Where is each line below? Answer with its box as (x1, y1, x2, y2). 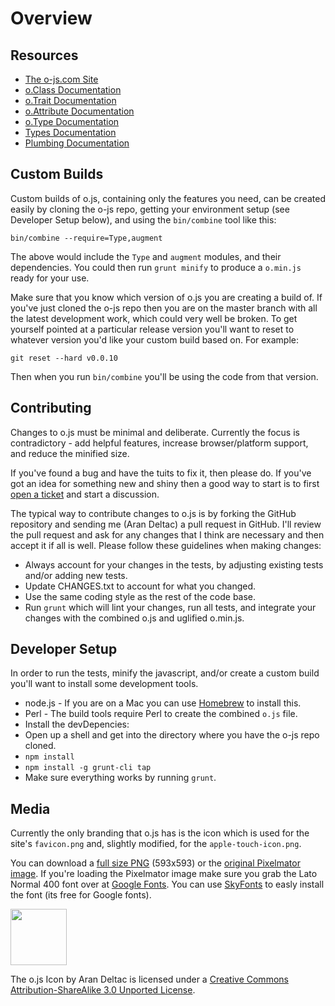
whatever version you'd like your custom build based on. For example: (10, 333, 300, 346)
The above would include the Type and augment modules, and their (10, 250, 282, 262)
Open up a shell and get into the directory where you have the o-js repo (24, 729, 320, 741)
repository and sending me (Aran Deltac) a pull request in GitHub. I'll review (10, 518, 322, 530)
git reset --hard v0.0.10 (10, 353, 118, 363)
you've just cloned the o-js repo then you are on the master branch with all (10, 302, 318, 314)
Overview (10, 7, 93, 30)
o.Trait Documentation (24, 95, 117, 106)
